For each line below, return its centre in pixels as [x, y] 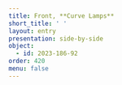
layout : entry [33, 31]
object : [22, 46]
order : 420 [27, 62]
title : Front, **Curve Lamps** [61, 16]
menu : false [28, 69]
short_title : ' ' [38, 23]
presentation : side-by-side [56, 38]
